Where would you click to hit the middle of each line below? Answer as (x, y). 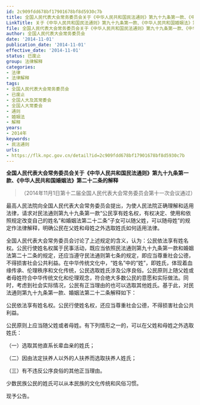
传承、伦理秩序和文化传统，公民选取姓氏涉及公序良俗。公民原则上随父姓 (100, 271)
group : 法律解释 (24, 61)
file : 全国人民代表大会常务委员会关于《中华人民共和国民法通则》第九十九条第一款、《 (97, 28)
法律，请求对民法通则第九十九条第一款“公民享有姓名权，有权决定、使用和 (96, 213)
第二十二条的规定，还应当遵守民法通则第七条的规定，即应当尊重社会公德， (102, 256)
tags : (13, 84)
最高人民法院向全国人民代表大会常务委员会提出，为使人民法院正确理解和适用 (100, 206)
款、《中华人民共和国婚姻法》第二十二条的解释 (62, 180)
